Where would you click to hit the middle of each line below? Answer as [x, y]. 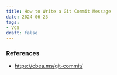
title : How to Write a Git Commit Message [58, 11]
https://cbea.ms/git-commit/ [49, 66]
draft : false [22, 33]
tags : [13, 22]
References [23, 53]
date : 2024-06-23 [27, 17]
